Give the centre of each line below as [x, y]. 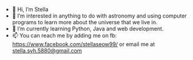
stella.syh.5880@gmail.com [47, 51]
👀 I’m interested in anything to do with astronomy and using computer [99, 16]
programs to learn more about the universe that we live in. [85, 22]
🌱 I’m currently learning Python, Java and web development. [88, 28]
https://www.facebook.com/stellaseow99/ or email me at [83, 44]
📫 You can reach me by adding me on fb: [64, 35]
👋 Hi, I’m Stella [30, 9]
